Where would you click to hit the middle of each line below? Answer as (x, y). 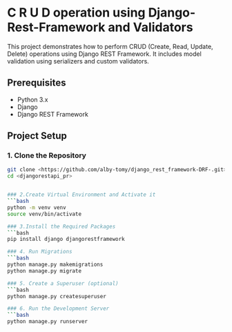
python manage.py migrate (44, 271)
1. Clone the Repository (47, 155)
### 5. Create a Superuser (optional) (63, 283)
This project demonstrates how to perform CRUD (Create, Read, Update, (110, 46)
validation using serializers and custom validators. (78, 61)
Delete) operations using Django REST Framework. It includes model (104, 54)
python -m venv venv (37, 207)
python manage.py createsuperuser (57, 296)
